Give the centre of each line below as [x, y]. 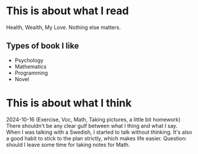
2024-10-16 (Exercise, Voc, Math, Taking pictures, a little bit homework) [93, 119]
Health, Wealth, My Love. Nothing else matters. [64, 27]
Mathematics [30, 66]
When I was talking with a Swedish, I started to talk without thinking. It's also [99, 132]
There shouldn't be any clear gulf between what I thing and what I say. [92, 126]
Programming [31, 73]
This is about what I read [67, 11]
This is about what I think [69, 103]
